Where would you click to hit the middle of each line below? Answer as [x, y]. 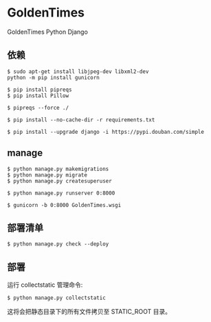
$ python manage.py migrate [47, 175]
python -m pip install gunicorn [53, 77]
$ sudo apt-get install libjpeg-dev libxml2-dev [78, 71]
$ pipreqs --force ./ [38, 108]
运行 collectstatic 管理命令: [45, 285]
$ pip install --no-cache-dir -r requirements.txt [81, 120]
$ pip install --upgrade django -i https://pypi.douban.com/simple [106, 132]
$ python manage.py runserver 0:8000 [61, 193]
